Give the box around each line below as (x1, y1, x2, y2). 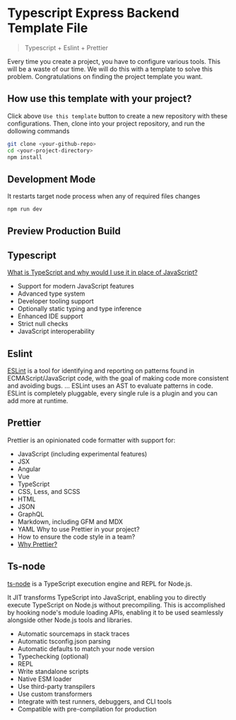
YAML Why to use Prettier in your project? (17, 524, 140, 533)
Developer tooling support (17, 297, 94, 305)
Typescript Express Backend (7, 5, 179, 21)
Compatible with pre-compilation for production (17, 704, 157, 713)
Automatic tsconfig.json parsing (17, 636, 111, 646)
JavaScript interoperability (17, 327, 95, 336)
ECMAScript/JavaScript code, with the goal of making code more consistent (7, 374, 229, 383)
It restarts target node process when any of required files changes (7, 192, 201, 201)
